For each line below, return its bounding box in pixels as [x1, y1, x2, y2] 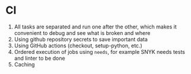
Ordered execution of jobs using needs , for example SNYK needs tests [14, 48, 185, 55]
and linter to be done [14, 54, 66, 62]
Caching [14, 60, 35, 68]
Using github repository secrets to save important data [14, 36, 148, 43]
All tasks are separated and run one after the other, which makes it [14, 23, 177, 30]
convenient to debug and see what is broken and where [14, 29, 151, 36]
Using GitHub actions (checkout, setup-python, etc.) [14, 42, 143, 49]
